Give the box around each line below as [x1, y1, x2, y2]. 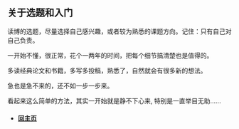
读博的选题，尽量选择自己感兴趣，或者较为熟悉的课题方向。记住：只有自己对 [7, 27, 232, 36]
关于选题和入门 [7, 6, 73, 19]
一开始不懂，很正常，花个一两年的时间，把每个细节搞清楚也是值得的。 [7, 51, 213, 59]
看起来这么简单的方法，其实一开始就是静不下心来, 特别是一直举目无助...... [7, 96, 222, 105]
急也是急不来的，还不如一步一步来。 [7, 81, 114, 90]
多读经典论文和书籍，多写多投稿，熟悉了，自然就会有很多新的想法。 [7, 66, 207, 75]
